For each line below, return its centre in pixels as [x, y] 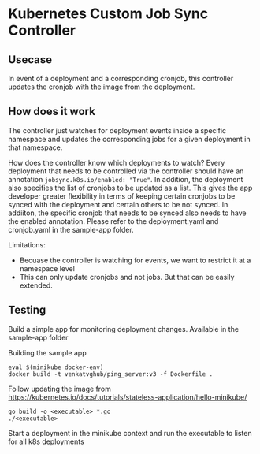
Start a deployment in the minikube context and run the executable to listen [130, 433]
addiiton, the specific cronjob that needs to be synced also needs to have [127, 213]
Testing [27, 310]
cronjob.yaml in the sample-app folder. [71, 229]
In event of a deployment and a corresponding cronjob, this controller [121, 78]
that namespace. [35, 147]
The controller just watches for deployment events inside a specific [117, 130]
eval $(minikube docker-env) [56, 367]
